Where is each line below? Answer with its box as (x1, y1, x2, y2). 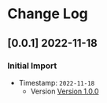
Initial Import (7, 60, 57, 71)
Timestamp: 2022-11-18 (18, 78, 95, 87)
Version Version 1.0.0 (30, 86, 99, 96)
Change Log (7, 5, 88, 23)
